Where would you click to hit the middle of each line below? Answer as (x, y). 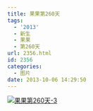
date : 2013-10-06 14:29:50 (47, 80)
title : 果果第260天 (34, 14)
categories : (25, 66)
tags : (15, 21)
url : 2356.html (30, 54)
